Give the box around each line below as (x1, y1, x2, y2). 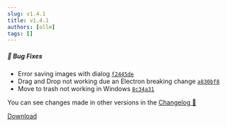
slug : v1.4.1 (7, 10, 46, 18)
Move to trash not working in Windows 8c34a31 (17, 85, 155, 93)
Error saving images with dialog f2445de (17, 70, 134, 78)
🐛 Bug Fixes (7, 52, 43, 60)
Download (7, 112, 38, 121)
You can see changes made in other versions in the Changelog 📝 (7, 98, 196, 107)
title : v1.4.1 (7, 17, 50, 24)
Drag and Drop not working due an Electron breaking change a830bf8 (17, 77, 220, 85)
